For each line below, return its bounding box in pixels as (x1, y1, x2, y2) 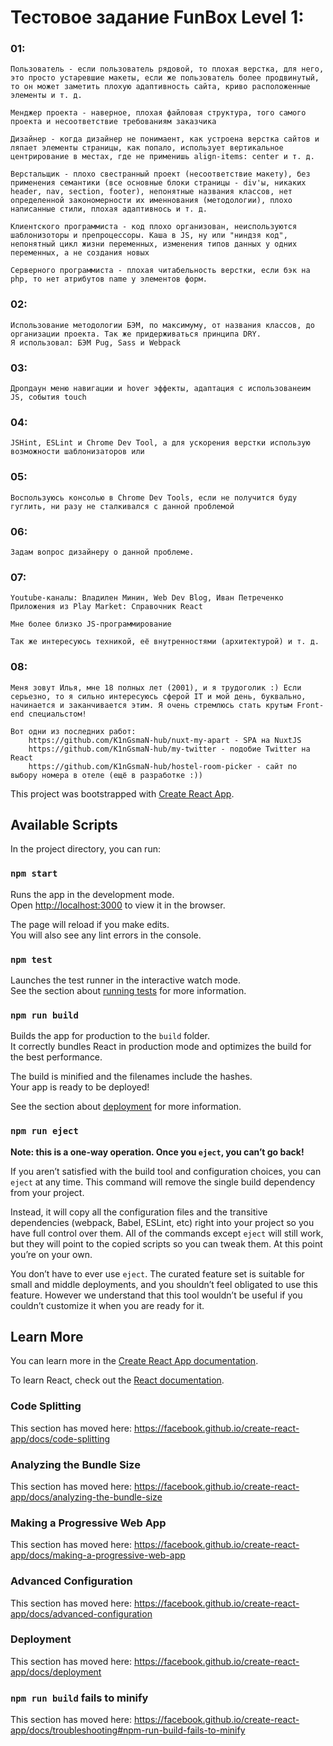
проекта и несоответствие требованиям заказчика (10, 117, 217, 127)
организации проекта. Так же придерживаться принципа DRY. (10, 329, 262, 339)
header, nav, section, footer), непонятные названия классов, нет (10, 187, 293, 197)
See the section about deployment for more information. (10, 1101, 242, 1113)
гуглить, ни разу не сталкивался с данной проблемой (10, 501, 235, 511)
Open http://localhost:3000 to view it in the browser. (10, 899, 226, 911)
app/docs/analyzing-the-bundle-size (10, 1491, 163, 1503)
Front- (296, 700, 325, 710)
